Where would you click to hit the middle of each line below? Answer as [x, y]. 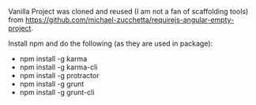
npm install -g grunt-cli [57, 92]
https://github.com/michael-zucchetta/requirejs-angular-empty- [130, 20]
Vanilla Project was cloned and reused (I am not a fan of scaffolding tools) [128, 11]
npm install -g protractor [59, 75]
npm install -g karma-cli [58, 67]
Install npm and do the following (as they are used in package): [111, 43]
